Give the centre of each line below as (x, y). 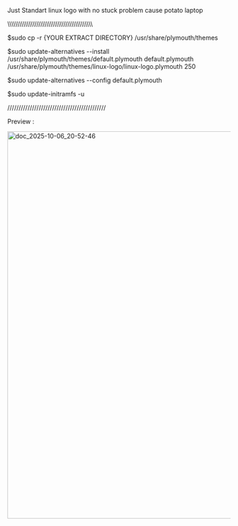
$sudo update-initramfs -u (46, 94)
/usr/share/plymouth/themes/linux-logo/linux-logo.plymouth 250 (102, 66)
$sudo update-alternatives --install (58, 51)
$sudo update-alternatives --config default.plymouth (85, 80)
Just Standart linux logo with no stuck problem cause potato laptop (105, 10)
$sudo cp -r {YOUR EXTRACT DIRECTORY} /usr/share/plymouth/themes (113, 38)
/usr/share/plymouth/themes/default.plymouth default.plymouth (101, 59)
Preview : (21, 121)
